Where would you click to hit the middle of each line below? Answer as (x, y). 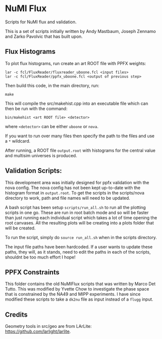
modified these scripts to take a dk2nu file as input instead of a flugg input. (79, 299)
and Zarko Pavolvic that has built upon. (44, 36)
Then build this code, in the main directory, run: (52, 85)
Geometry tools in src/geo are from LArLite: (48, 326)
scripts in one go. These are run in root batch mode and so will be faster (77, 212)
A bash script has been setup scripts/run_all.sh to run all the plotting (75, 207)
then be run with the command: (36, 108)
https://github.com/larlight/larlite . (38, 331)
